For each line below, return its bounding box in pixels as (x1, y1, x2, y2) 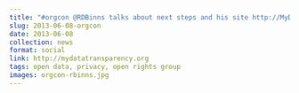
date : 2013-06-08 (9, 29, 74, 38)
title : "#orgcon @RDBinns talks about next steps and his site (9, 12, 249, 22)
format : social (9, 46, 66, 55)
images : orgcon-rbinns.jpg (9, 71, 109, 80)
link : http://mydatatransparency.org (9, 54, 149, 63)
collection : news (9, 37, 74, 47)
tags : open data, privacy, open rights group (9, 63, 181, 72)
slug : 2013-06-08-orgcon (9, 21, 101, 30)
